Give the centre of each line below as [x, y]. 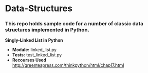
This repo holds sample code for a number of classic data [74, 24]
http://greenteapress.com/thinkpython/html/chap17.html [68, 65]
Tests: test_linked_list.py [37, 55]
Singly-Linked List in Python [34, 40]
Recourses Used [29, 60]
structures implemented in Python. [47, 30]
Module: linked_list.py [34, 50]
